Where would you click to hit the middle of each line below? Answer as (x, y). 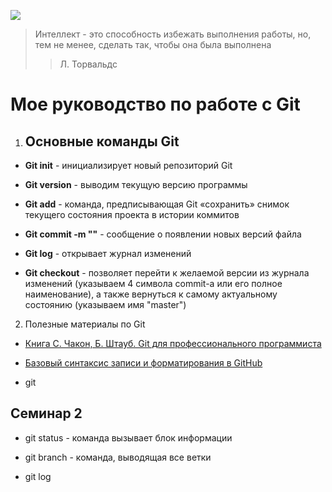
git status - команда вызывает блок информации (128, 437)
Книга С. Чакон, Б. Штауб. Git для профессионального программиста (173, 343)
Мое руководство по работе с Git (155, 104)
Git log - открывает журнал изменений (108, 253)
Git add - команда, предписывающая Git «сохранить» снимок (157, 204)
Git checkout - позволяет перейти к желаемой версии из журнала (167, 273)
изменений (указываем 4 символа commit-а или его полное (153, 283)
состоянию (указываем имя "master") (105, 304)
